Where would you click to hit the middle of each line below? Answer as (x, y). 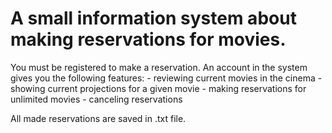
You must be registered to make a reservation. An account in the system (159, 67)
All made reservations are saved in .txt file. (98, 118)
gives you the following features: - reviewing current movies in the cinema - (166, 78)
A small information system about (153, 18)
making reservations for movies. (148, 39)
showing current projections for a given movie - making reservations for (158, 88)
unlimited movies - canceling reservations (96, 99)
